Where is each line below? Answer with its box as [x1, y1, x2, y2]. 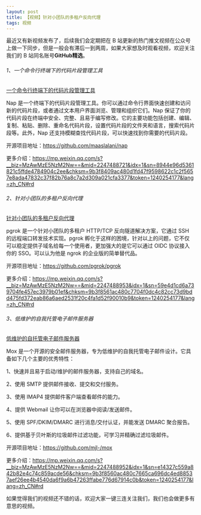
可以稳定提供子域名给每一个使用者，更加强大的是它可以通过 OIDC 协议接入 [6, 242, 190, 249]
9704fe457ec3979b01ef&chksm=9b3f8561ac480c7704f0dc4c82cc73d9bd [6, 288, 193, 295]
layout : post [6, 8, 39, 15]
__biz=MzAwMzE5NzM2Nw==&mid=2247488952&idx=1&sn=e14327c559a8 [6, 463, 194, 470]
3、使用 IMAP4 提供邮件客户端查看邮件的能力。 [6, 393, 124, 400]
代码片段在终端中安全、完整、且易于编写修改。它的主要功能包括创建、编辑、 [6, 114, 195, 121]
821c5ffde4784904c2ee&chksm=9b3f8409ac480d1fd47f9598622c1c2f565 [6, 167, 193, 175]
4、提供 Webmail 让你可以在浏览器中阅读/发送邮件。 [6, 406, 136, 413]
